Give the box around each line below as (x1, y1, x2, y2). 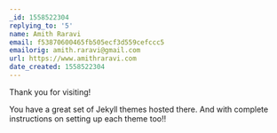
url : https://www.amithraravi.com (9, 54, 138, 63)
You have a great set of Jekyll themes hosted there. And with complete (9, 104, 269, 114)
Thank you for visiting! (9, 86, 91, 98)
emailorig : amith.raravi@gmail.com (9, 46, 141, 55)
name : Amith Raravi (9, 29, 82, 38)
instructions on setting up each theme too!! (9, 113, 167, 124)
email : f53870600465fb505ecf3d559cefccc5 (9, 37, 165, 47)
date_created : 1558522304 (9, 63, 105, 72)
